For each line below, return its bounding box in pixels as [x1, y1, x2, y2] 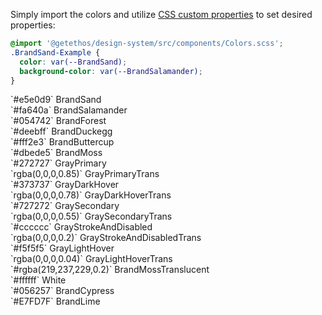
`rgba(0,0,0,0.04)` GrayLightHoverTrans [10, 253, 173, 265]
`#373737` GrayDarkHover [10, 179, 120, 191]
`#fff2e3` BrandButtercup [10, 136, 115, 148]
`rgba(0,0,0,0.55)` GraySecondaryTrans [10, 210, 173, 223]
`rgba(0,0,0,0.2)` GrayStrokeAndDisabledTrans [10, 232, 202, 244]
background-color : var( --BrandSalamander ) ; [19, 66, 203, 76]
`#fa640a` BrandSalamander [10, 104, 128, 116]
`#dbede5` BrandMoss [10, 147, 103, 159]
